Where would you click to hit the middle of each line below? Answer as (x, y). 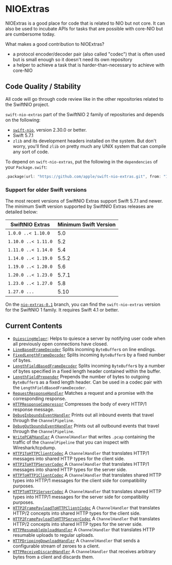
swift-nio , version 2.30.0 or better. (50, 130)
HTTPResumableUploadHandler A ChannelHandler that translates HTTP (84, 530)
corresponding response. (39, 398)
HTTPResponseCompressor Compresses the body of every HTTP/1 (80, 404)
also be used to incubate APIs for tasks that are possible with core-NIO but (84, 28)
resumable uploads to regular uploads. (53, 535)
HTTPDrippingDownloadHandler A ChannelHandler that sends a (76, 540)
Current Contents (34, 326)
